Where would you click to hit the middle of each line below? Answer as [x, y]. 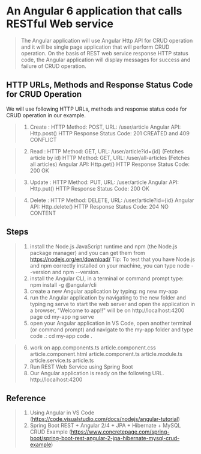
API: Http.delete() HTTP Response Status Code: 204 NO [99, 206]
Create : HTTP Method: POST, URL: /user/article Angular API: [105, 127]
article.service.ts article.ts [62, 360]
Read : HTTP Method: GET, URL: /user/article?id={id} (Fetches [107, 151]
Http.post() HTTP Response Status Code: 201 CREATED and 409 [110, 133]
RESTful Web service [60, 24]
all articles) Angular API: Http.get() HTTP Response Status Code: [110, 164]
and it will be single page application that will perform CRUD [95, 47]
